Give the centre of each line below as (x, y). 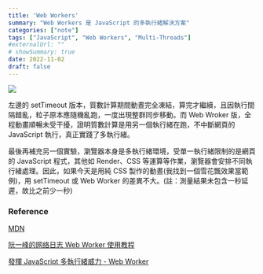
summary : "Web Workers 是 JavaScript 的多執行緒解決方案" (99, 23)
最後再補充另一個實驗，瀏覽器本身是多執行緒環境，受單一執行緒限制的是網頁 (132, 151)
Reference (28, 211)
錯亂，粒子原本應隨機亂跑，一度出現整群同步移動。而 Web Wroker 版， (130, 114)
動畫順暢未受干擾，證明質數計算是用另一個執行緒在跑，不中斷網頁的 (125, 124)
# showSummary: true (42, 52)
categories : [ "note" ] (44, 30)
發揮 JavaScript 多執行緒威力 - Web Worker (79, 261)
